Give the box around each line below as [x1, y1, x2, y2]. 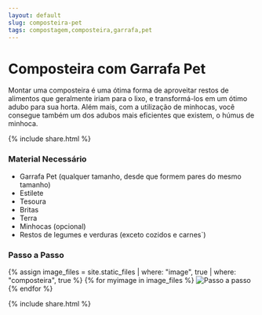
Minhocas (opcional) [19, 221, 86, 231]
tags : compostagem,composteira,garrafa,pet [8, 26, 153, 34]
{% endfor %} [8, 284, 53, 293]
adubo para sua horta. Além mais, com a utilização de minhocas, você [8, 103, 235, 112]
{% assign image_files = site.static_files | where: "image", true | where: [8, 267, 237, 277]
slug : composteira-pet [8, 19, 82, 27]
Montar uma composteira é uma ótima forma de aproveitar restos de [8, 85, 229, 95]
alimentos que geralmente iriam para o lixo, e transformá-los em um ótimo [8, 94, 248, 103]
